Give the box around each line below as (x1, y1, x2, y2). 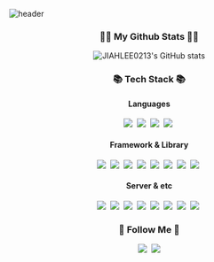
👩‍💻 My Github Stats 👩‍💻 (99, 30, 200, 42)
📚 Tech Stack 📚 (112, 73, 186, 86)
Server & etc (125, 181, 173, 191)
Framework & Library (109, 140, 189, 150)
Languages (128, 98, 170, 109)
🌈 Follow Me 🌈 (118, 223, 180, 235)
